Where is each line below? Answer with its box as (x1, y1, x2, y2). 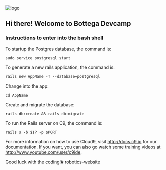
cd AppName (5, 93, 28, 98)
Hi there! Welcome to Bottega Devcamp (5, 19, 131, 28)
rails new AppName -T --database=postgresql (5, 74, 100, 79)
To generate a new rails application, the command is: (5, 64, 115, 70)
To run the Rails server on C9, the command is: (5, 120, 103, 126)
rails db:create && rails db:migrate (5, 111, 85, 116)
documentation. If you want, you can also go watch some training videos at (5, 144, 161, 150)
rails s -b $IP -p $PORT (5, 130, 57, 135)
